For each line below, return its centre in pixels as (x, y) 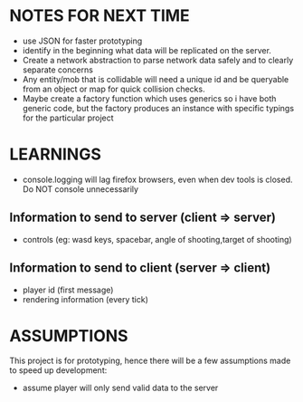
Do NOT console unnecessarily (80, 189)
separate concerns (57, 70)
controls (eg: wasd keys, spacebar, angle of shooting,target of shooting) (157, 239)
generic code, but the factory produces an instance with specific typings (158, 108)
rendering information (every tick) (85, 299)
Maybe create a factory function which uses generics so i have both (149, 98)
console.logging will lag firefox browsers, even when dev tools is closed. (157, 179)
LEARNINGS (56, 154)
